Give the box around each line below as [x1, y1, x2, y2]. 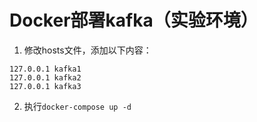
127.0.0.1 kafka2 [9, 72, 82, 83]
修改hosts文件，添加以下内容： [23, 44, 152, 56]
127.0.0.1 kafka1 [9, 64, 82, 74]
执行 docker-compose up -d [23, 100, 132, 112]
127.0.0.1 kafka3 [9, 81, 82, 91]
